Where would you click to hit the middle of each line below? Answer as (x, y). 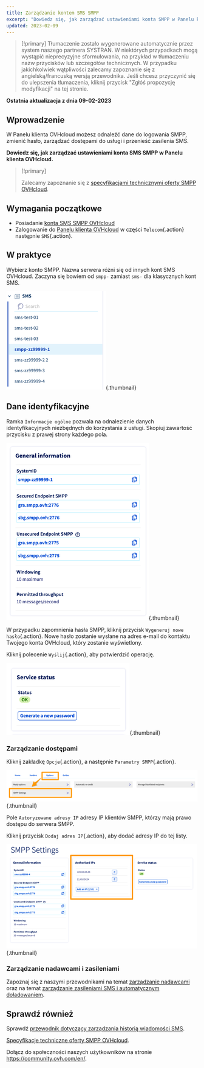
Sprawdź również (40, 1014)
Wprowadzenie (36, 120)
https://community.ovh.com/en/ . (46, 1059)
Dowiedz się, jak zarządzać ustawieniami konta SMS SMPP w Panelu (95, 153)
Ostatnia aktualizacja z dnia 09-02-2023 (59, 101)
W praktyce (29, 255)
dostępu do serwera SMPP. (40, 824)
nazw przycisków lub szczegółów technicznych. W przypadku (99, 63)
